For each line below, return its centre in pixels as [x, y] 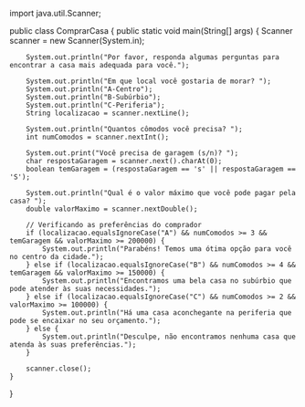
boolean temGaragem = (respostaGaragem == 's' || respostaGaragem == [161, 169]
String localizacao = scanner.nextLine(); [108, 113]
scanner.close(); [59, 369]
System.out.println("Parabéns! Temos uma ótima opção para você [167, 249]
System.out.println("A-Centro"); [89, 89]
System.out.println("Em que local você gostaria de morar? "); [149, 81]
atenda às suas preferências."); [73, 345]
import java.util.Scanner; [56, 13]
